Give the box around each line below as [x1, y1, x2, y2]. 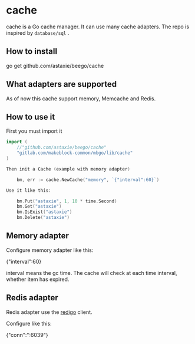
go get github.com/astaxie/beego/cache [6, 62, 104, 69]
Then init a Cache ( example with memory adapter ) [6, 166, 131, 172]
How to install [6, 47, 58, 57]
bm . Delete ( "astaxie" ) [16, 215, 70, 221]
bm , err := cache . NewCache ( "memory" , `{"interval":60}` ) [16, 176, 160, 183]
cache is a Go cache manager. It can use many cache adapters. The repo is [6, 23, 190, 30]
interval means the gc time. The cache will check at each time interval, [6, 269, 177, 276]
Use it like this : [6, 187, 51, 194]
